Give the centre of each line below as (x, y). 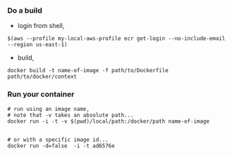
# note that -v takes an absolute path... (71, 115)
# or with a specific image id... (58, 140)
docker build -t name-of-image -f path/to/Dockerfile (88, 71)
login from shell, (41, 26)
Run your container (41, 95)
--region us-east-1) (38, 45)
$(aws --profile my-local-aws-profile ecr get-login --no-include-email (116, 39)
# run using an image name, (49, 109)
